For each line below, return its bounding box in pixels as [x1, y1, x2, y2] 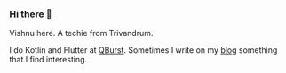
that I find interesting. [9, 55, 88, 65]
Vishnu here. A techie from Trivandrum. [9, 28, 154, 39]
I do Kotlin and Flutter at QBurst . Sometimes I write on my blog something [9, 45, 278, 55]
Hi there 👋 [9, 8, 53, 20]
